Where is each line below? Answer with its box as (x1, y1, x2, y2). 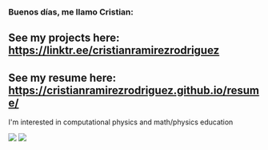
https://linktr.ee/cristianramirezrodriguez (8, 43, 220, 58)
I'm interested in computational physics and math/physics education (8, 117, 234, 127)
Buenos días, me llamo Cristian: (8, 6, 134, 18)
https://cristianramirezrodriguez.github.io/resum (8, 83, 260, 97)
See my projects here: (8, 31, 120, 45)
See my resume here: (8, 71, 117, 84)
